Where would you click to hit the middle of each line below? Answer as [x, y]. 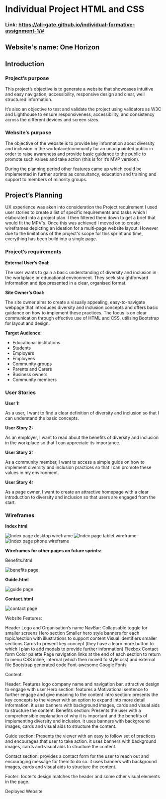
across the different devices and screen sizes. [52, 120]
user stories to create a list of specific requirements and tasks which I [76, 212]
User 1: [12, 403]
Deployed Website [24, 792]
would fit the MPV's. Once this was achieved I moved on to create [73, 223]
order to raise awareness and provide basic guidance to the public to [76, 154]
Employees [24, 358]
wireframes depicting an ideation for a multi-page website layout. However [82, 228]
